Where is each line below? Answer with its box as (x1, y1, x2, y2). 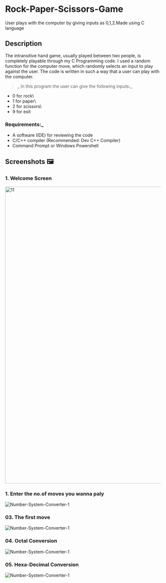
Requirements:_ (5, 121, 44, 128)
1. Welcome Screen (5, 175, 52, 182)
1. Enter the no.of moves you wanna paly (5, 490, 105, 497)
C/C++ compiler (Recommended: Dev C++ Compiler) (12, 138, 121, 144)
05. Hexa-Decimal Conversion (5, 561, 79, 568)
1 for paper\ (12, 98, 36, 104)
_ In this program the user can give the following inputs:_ (17, 83, 132, 89)
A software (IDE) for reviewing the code (12, 132, 93, 138)
